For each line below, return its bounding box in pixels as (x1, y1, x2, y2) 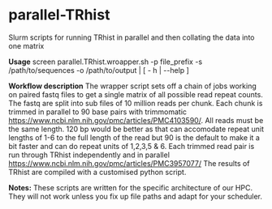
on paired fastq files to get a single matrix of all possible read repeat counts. (8, 89, 264, 99)
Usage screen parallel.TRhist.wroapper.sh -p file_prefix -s (8, 57, 203, 66)
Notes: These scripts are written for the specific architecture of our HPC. (8, 182, 253, 192)
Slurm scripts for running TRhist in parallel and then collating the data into (8, 32, 255, 42)
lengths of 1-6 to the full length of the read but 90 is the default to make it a (8, 132, 260, 143)
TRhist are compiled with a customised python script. (8, 167, 187, 177)
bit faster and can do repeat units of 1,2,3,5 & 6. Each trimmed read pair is (8, 141, 255, 151)
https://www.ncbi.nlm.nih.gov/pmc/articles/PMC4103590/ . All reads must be (8, 115, 264, 125)
